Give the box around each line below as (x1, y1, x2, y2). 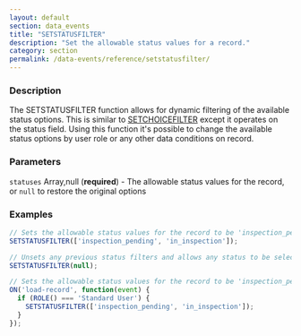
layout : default (9, 13, 70, 22)
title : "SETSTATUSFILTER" (9, 30, 106, 39)
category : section (9, 47, 78, 56)
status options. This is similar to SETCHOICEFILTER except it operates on (9, 114, 279, 125)
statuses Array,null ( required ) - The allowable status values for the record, (9, 176, 285, 186)
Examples (9, 208, 54, 220)
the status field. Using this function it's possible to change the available (9, 124, 273, 134)
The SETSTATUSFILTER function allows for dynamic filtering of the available (9, 105, 289, 116)
